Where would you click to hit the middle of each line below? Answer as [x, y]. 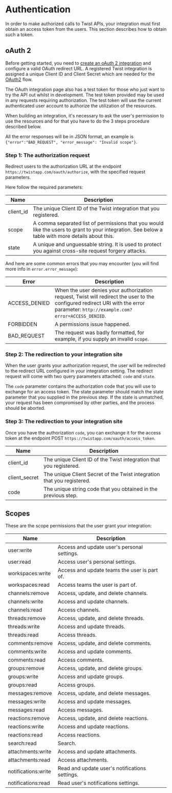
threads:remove [27, 618]
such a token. [20, 34]
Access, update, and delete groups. [100, 668]
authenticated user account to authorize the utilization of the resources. [81, 106]
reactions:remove [29, 718]
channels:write [26, 602]
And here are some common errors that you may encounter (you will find [82, 264]
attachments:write [30, 751]
